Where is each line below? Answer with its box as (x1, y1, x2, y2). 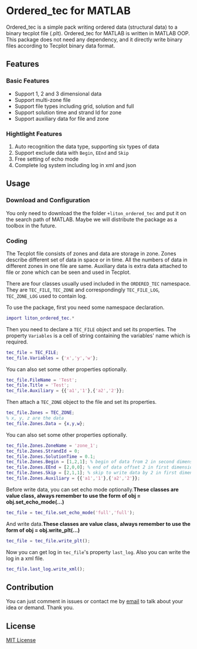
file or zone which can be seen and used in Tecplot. (6, 269, 131, 276)
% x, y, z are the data (6, 415, 64, 422)
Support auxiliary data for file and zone (14, 115, 110, 122)
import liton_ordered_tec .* (6, 315, 75, 321)
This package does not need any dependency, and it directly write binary (6, 36, 183, 43)
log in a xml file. (6, 555, 45, 562)
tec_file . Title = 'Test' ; (6, 382, 69, 388)
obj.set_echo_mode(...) (6, 498, 64, 505)
